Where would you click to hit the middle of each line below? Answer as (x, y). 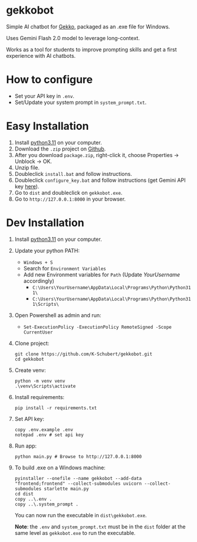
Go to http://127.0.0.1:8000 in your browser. (70, 199)
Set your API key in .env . (45, 96)
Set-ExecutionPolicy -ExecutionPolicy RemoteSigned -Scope (98, 327)
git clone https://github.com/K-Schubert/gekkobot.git (83, 354)
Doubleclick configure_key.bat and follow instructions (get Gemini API (100, 180)
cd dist (24, 494)
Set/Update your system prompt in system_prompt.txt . (81, 102)
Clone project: (32, 343)
